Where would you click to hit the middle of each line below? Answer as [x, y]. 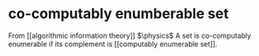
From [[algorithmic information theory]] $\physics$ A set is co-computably [129, 35]
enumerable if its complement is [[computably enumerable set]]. [113, 43]
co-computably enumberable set [118, 14]
